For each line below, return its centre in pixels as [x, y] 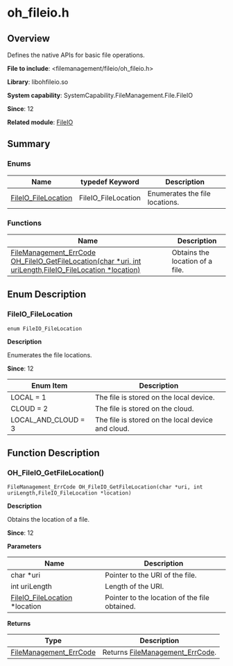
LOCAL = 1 [28, 397]
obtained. [121, 606]
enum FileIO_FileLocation [44, 328]
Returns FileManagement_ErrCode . [159, 652]
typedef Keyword [110, 182]
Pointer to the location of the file [157, 598]
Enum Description [47, 294]
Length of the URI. [135, 586]
